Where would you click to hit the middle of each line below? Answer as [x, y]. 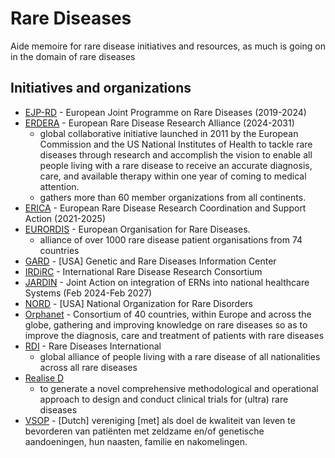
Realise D [44, 378]
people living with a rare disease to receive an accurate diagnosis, [176, 165]
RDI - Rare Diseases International [93, 346]
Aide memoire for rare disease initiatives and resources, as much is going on [168, 46]
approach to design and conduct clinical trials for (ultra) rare [164, 399]
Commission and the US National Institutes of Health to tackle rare [176, 144]
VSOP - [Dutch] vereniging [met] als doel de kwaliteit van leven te [160, 420]
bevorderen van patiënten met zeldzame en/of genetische [144, 431]
